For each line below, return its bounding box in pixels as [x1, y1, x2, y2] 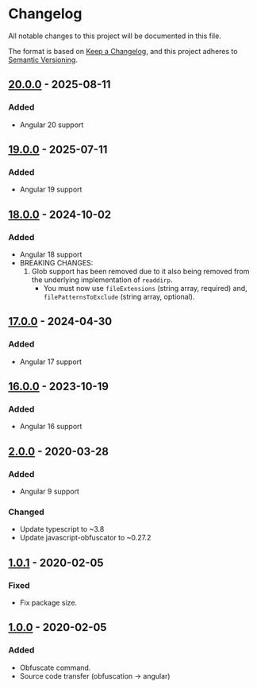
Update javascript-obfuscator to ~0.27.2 [19, 533, 152, 543]
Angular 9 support [19, 486, 79, 497]
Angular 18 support [19, 250, 82, 259]
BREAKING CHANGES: [19, 258, 94, 267]
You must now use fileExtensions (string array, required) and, [43, 284, 247, 292]
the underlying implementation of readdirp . [31, 275, 173, 285]
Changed [8, 506, 45, 517]
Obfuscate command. [19, 663, 91, 672]
